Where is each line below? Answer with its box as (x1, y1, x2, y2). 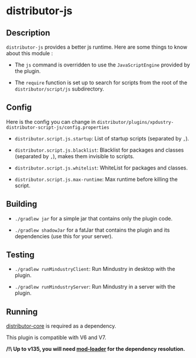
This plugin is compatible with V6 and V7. (6, 334, 106, 341)
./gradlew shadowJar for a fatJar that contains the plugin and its (14, 226, 170, 234)
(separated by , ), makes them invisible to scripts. (14, 152, 135, 159)
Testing (6, 250, 35, 260)
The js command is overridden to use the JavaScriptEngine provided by (14, 61, 190, 68)
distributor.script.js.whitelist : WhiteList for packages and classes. (14, 164, 188, 171)
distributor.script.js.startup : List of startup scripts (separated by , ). (14, 135, 190, 142)
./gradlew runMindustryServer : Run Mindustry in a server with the (14, 283, 176, 290)
